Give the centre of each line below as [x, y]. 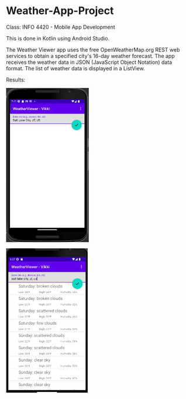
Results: [16, 80]
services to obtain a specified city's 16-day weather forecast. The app [90, 56]
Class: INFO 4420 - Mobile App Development [61, 27]
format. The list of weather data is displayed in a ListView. [75, 68]
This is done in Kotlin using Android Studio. [58, 38]
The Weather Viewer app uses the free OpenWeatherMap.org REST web [93, 50]
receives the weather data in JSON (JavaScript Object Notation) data [89, 62]
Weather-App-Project [60, 11]
